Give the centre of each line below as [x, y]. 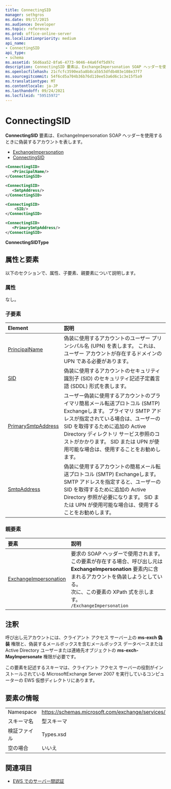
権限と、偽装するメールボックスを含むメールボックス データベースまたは [87, 644]
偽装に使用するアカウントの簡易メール [109, 467]
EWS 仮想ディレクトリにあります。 [61, 680]
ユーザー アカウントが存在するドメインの [112, 354]
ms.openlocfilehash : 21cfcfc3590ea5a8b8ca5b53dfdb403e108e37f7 [74, 72]
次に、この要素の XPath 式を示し [110, 592]
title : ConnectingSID [28, 10]
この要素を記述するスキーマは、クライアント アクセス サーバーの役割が [80, 667]
